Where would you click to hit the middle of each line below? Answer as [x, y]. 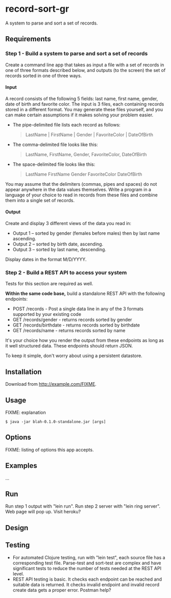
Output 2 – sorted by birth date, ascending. [58, 244]
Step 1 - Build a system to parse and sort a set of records [77, 54]
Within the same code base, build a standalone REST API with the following [85, 293]
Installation [23, 372]
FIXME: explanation [26, 412]
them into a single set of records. [40, 200]
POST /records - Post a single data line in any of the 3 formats [78, 309]
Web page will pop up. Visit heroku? [43, 512]
